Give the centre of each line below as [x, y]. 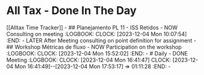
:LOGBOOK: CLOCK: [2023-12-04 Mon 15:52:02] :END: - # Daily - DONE [97, 53]
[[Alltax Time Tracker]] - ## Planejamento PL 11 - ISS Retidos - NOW [92, 27]
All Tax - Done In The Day [71, 11]
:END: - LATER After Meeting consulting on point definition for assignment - [101, 40]
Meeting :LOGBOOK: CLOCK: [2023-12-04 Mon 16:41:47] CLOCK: [89, 60]
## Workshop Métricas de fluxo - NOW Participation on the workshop [94, 47]
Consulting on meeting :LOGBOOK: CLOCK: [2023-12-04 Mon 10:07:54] [97, 34]
